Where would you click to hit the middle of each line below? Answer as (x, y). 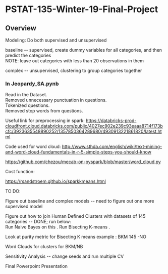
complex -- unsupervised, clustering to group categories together (74, 70)
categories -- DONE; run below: (38, 222)
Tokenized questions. (27, 105)
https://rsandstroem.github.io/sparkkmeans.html (55, 181)
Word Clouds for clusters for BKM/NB (44, 247)
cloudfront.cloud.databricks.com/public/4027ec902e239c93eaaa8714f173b (84, 126)
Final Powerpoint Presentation (37, 266)
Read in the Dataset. (26, 95)
